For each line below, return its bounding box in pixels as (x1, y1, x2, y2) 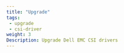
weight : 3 (6, 32, 32, 38)
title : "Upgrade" (6, 9, 50, 15)
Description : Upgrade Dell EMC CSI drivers (6, 37, 119, 43)
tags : (6, 15, 20, 21)
